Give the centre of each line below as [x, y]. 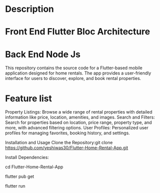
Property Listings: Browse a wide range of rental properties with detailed [79, 112]
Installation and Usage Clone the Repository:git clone [59, 143]
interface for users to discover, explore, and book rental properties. [73, 78]
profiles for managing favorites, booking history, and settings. [68, 133]
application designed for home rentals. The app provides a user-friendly [78, 73]
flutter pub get [20, 177]
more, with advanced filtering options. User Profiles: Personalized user [77, 128]
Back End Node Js [43, 54]
